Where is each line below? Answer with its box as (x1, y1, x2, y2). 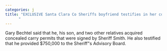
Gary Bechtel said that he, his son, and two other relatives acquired (5, 30, 143, 36)
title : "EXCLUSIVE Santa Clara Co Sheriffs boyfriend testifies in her (5, 12, 157, 17)
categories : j (5, 7, 35, 12)
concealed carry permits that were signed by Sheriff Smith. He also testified (5, 35, 161, 41)
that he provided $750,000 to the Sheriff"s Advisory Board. (5, 41, 126, 47)
